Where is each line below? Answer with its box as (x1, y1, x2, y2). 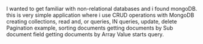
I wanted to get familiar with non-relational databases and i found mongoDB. (6, 5, 198, 12)
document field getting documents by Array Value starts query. (6, 31, 164, 38)
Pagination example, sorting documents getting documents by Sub (6, 24, 173, 31)
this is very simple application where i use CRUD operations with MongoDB (6, 11, 194, 19)
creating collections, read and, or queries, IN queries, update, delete (6, 18, 177, 25)
